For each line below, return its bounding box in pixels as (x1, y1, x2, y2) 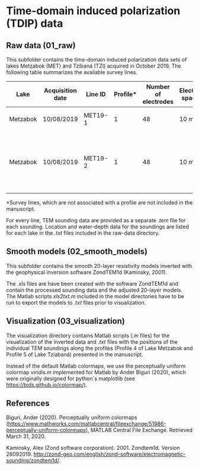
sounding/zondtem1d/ (6, 457, 59, 464)
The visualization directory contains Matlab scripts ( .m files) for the (6, 332, 170, 339)
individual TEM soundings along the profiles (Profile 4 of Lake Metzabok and (6, 344, 193, 351)
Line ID (85, 90, 106, 98)
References (6, 398, 50, 408)
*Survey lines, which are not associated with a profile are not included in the (6, 199, 193, 206)
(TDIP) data (6, 17, 63, 30)
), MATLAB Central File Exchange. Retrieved (85, 427, 193, 434)
